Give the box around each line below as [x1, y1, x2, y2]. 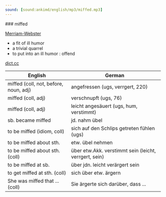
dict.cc [5, 60, 19, 66]
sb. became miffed [7, 117, 51, 124]
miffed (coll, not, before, [7, 80, 63, 87]
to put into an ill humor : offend [12, 50, 75, 56]
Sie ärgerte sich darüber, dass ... [71, 180, 147, 187]
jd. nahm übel [71, 117, 103, 124]
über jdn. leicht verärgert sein [71, 161, 140, 168]
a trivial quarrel [12, 45, 43, 51]
